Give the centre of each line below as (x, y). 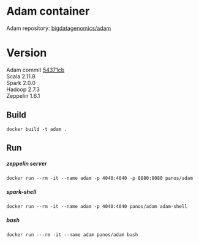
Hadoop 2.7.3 (23, 89)
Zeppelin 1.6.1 (23, 95)
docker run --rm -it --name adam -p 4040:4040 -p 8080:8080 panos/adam (99, 179)
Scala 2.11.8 (21, 76)
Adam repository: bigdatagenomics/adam (59, 28)
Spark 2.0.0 (21, 83)
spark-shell (21, 191)
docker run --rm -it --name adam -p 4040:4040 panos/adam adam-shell (97, 207)
